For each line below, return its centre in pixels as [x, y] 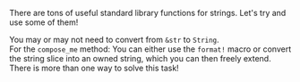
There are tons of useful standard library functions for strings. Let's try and [148, 13]
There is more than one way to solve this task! [94, 68]
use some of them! [44, 22]
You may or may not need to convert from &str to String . [114, 40]
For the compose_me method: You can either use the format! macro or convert [150, 49]
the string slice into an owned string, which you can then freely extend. [140, 58]
